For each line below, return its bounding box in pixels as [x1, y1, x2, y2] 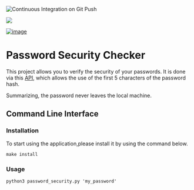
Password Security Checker [6, 49, 146, 62]
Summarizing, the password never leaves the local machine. [6, 92, 152, 99]
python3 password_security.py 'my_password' [6, 178, 117, 184]
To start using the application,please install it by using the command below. [6, 140, 188, 147]
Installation [6, 126, 39, 135]
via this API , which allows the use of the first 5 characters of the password [6, 74, 186, 81]
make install [6, 151, 38, 157]
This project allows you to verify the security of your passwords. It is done [6, 68, 186, 75]
